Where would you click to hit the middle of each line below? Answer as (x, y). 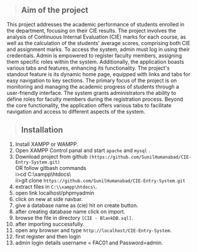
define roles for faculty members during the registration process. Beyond (95, 99)
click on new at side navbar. (49, 199)
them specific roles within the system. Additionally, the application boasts (95, 62)
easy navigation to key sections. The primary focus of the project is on (92, 80)
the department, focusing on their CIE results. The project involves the (91, 30)
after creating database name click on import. (70, 212)
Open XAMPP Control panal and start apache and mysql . (83, 150)
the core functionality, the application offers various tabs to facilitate (89, 105)
